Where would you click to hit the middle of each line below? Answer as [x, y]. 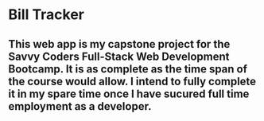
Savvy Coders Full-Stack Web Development [119, 56]
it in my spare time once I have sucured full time [129, 94]
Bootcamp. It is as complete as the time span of [128, 69]
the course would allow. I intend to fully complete [132, 81]
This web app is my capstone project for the [119, 44]
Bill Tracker [47, 15]
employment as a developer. [80, 106]
